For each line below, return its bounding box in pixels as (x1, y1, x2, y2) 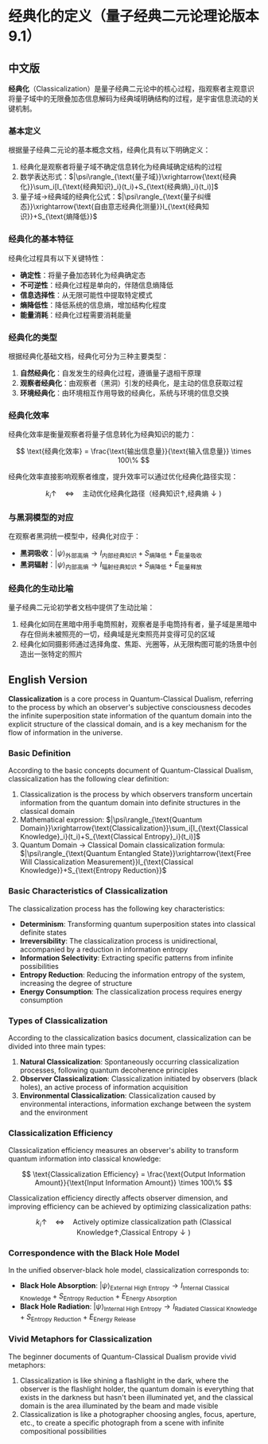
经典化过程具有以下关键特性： (8, 253, 106, 263)
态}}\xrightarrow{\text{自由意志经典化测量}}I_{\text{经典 (19, 202, 203, 212)
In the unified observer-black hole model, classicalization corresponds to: (8, 1266, 250, 1275)
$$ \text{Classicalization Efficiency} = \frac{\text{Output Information (21, 1170, 246, 1179)
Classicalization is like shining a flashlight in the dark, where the (19, 1376, 229, 1385)
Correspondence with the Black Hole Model (8, 1247, 181, 1258)
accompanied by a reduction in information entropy (19, 944, 188, 954)
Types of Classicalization (8, 1015, 108, 1026)
